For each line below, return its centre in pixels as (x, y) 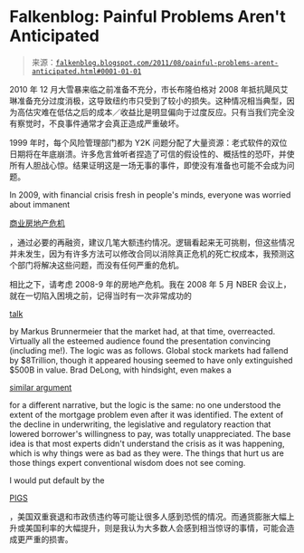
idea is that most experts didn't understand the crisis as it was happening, (147, 443)
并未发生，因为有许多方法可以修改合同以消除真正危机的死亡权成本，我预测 (148, 253)
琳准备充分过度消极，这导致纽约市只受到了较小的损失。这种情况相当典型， (148, 101)
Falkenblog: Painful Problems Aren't (148, 17)
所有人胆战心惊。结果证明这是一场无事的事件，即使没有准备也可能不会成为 (148, 165)
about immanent (40, 204)
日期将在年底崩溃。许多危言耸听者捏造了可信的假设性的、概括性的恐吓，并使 (152, 154)
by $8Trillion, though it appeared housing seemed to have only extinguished (151, 360)
